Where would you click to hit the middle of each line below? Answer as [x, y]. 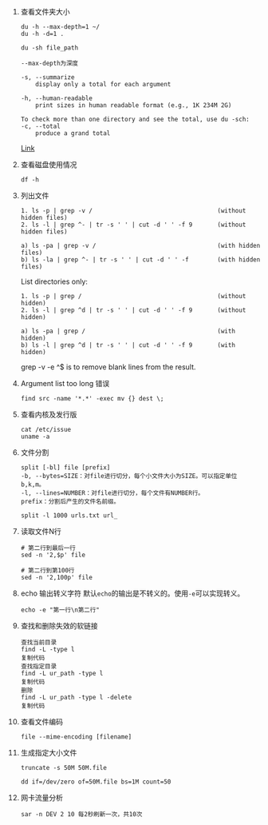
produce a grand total [73, 134]
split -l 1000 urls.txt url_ [69, 516]
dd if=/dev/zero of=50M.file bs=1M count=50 [96, 782]
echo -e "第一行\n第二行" [60, 610]
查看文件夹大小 [45, 12]
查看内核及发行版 [49, 414]
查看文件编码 [41, 721]
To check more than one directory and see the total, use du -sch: [135, 119]
